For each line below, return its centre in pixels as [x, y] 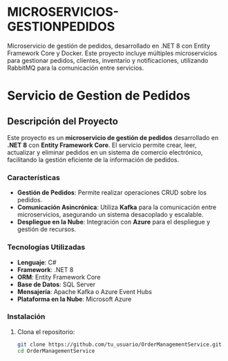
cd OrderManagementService [56, 351]
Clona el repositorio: [46, 331]
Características [34, 177]
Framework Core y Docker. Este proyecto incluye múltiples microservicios [112, 53]
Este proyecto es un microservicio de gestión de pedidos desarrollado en [113, 137]
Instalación [26, 317]
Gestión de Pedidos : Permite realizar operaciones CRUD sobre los [112, 193]
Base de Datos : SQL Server [56, 284]
